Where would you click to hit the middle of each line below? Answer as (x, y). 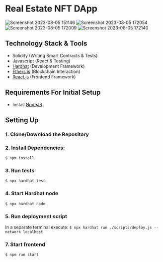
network (13, 232)
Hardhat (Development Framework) (48, 66)
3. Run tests (20, 171)
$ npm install (20, 158)
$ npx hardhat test (25, 181)
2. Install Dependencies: (35, 148)
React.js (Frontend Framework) (44, 77)
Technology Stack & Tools (46, 44)
